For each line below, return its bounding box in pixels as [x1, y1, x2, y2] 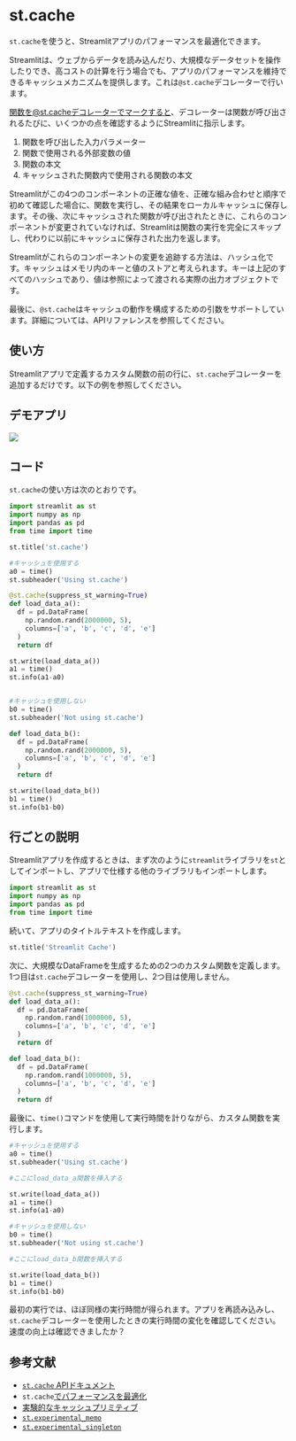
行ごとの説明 [9, 830, 80, 845]
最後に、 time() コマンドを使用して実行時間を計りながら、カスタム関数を [9, 1112, 273, 1123]
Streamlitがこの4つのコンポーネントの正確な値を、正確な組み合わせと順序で [9, 188, 287, 199]
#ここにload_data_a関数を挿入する [9, 1174, 123, 1182]
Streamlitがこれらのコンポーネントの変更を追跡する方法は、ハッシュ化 [9, 252, 267, 262]
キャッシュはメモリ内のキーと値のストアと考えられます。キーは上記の [23, 262, 278, 273]
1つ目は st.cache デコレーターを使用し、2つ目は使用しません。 [9, 971, 235, 981]
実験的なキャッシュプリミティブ [21, 1402, 139, 1413]
